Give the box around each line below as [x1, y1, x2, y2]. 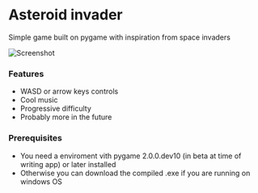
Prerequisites [8, 132, 62, 144]
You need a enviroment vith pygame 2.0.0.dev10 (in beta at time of [19, 151, 242, 161]
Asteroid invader [8, 6, 123, 24]
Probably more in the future [19, 112, 112, 122]
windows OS [19, 176, 63, 187]
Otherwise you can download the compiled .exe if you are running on [19, 168, 251, 178]
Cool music [19, 95, 58, 105]
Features [8, 68, 44, 79]
